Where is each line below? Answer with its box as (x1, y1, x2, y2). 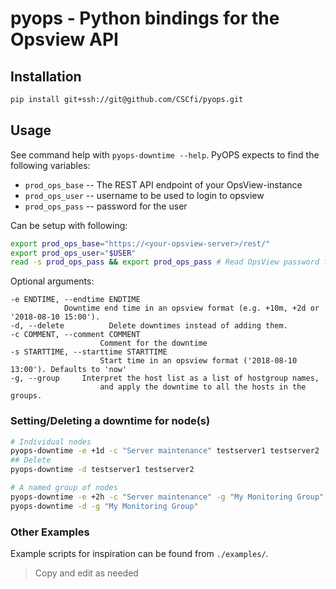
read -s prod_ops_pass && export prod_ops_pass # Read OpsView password (10, 257, 320, 267)
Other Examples (10, 525, 90, 539)
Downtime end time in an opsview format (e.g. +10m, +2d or (63, 303, 320, 314)
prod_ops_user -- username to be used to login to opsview (24, 189, 265, 201)
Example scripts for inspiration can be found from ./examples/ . (10, 548, 269, 560)
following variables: (10, 159, 91, 171)
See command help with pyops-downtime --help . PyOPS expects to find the (10, 148, 320, 161)
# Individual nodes (10, 437, 92, 447)
